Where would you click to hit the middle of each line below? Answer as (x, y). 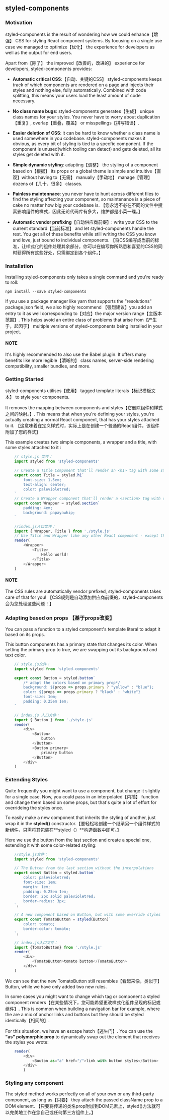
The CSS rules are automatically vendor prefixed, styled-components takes (83, 591)
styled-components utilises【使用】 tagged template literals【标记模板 (78, 391)
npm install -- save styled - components (46, 291)
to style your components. (42, 397)
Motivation (19, 23)
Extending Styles (26, 780)
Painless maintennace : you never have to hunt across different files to (86, 194)
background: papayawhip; (49, 513)
